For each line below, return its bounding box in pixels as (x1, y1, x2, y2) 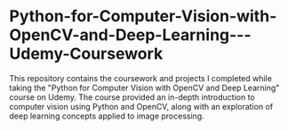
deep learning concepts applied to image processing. (9, 111, 204, 121)
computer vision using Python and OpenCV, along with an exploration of (9, 101, 274, 111)
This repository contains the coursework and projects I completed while (9, 73, 273, 83)
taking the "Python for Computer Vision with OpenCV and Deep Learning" (9, 82, 280, 93)
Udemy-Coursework (9, 44, 164, 64)
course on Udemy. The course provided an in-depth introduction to (9, 91, 255, 103)
